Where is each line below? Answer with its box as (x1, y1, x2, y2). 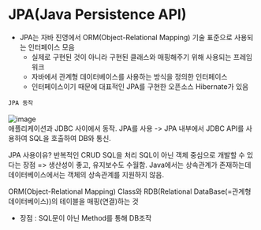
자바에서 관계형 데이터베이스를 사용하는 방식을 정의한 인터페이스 (31, 72, 228, 81)
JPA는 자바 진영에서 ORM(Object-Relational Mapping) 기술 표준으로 (19, 32, 233, 42)
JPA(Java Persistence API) (8, 6, 187, 24)
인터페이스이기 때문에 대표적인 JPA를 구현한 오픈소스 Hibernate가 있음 (31, 81, 249, 91)
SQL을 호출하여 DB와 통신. (28, 133, 112, 143)
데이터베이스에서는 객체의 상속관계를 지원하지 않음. (8, 169, 165, 179)
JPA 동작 (8, 98, 34, 107)
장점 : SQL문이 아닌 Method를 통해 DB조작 (19, 213, 152, 222)
